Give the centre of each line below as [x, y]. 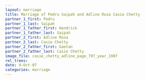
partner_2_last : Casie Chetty [37, 42]
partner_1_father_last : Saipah [38, 33]
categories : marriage [28, 70]
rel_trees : [17, 61]
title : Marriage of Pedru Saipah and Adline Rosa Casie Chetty [73, 14]
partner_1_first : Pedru [30, 19]
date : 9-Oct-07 [21, 65]
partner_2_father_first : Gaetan [39, 47]
